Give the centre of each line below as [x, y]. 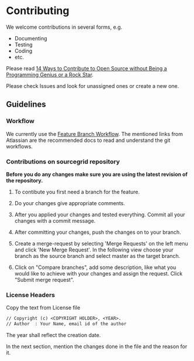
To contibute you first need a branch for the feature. [77, 192]
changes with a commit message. [55, 220]
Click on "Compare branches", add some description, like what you [95, 267]
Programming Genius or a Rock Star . [50, 74]
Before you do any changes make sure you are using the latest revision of [97, 174]
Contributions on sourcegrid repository [63, 161]
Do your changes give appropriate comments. [70, 203]
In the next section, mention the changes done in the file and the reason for [97, 346]
